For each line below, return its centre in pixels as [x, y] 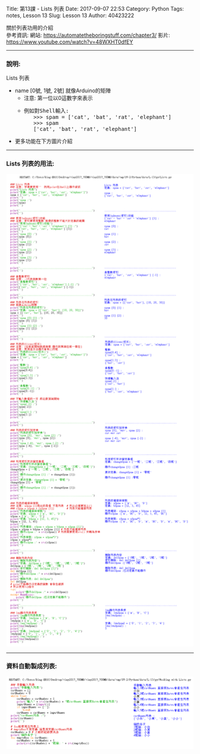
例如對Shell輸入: [46, 111]
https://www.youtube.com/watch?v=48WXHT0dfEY [70, 42]
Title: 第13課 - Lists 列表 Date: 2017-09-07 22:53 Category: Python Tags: [95, 9]
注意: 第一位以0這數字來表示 [58, 98]
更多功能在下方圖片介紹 [43, 141]
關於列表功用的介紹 [30, 28]
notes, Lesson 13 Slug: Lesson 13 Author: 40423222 [70, 15]
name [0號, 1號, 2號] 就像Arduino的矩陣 [63, 90]
